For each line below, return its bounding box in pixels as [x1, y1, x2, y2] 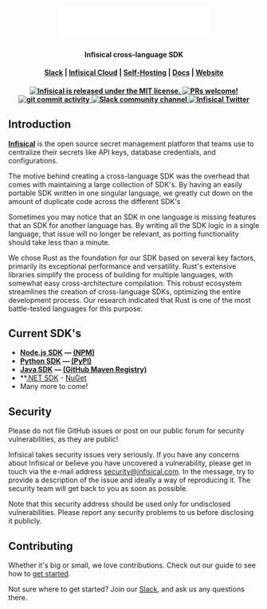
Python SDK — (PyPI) [19, 356, 92, 366]
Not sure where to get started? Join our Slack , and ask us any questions [8, 584, 245, 594]
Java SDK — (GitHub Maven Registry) [19, 365, 147, 375]
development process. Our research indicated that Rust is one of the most [8, 295, 251, 304]
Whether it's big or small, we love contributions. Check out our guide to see [8, 560, 257, 570]
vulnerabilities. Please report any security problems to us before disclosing [8, 508, 254, 517]
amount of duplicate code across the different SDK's [8, 196, 181, 206]
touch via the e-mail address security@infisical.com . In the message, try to [8, 467, 255, 477]
